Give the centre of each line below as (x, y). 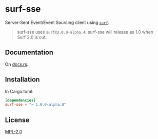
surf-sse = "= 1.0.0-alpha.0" (36, 105)
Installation (22, 80)
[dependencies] (20, 100)
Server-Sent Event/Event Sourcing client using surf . (57, 22)
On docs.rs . (17, 64)
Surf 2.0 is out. (32, 37)
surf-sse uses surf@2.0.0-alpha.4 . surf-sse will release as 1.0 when (85, 32)
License (17, 120)
